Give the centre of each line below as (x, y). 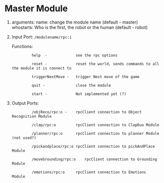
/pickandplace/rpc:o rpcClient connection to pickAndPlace (93, 146)
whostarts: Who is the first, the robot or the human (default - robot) (80, 27)
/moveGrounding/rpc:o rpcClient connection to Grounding (95, 159)
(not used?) (24, 138)
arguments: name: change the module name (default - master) (75, 22)
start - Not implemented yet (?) (79, 94)
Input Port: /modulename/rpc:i (42, 37)
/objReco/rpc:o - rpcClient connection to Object (87, 112)
